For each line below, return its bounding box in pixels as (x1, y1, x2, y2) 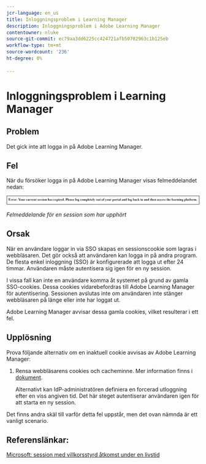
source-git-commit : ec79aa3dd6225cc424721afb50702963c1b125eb (6, 36, 169, 42)
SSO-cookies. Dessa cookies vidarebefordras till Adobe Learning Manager (6, 283, 195, 290)
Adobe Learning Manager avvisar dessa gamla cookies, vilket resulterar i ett (6, 308, 199, 315)
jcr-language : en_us (6, 10, 59, 16)
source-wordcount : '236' (6, 49, 70, 55)
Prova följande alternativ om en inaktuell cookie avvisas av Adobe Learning (6, 348, 196, 356)
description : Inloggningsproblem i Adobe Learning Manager (6, 23, 161, 29)
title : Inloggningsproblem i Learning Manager (6, 16, 128, 23)
